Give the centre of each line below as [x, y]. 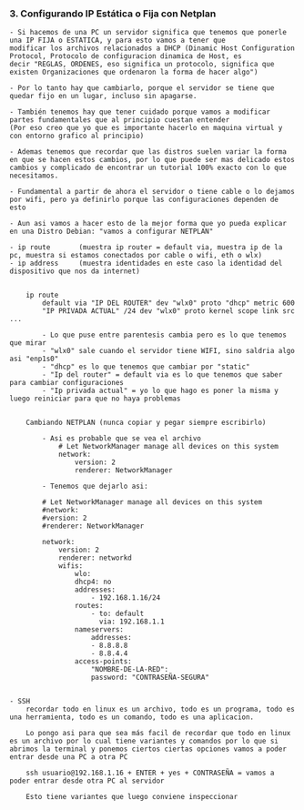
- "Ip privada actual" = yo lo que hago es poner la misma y [161, 391]
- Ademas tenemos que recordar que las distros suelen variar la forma [148, 152]
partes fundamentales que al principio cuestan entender [120, 120]
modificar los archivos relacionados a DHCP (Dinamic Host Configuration [152, 48]
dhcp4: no [93, 582]
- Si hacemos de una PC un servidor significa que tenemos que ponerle [148, 33]
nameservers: [99, 630]
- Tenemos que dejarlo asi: [95, 486]
